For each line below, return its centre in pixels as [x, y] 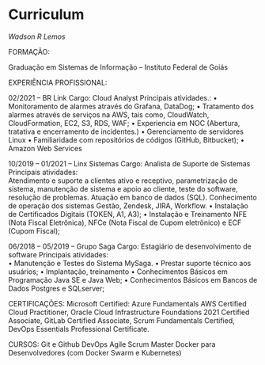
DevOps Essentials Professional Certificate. [79, 329]
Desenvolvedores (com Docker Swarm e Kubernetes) [95, 352]
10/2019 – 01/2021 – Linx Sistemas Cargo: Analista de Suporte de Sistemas [129, 163]
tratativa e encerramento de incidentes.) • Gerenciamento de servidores [126, 131]
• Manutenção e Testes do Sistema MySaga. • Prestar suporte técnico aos [130, 263]
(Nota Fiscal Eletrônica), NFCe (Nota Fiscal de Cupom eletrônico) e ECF [125, 222]
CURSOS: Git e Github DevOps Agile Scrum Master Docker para [112, 344]
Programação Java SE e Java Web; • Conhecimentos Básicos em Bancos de [133, 279]
